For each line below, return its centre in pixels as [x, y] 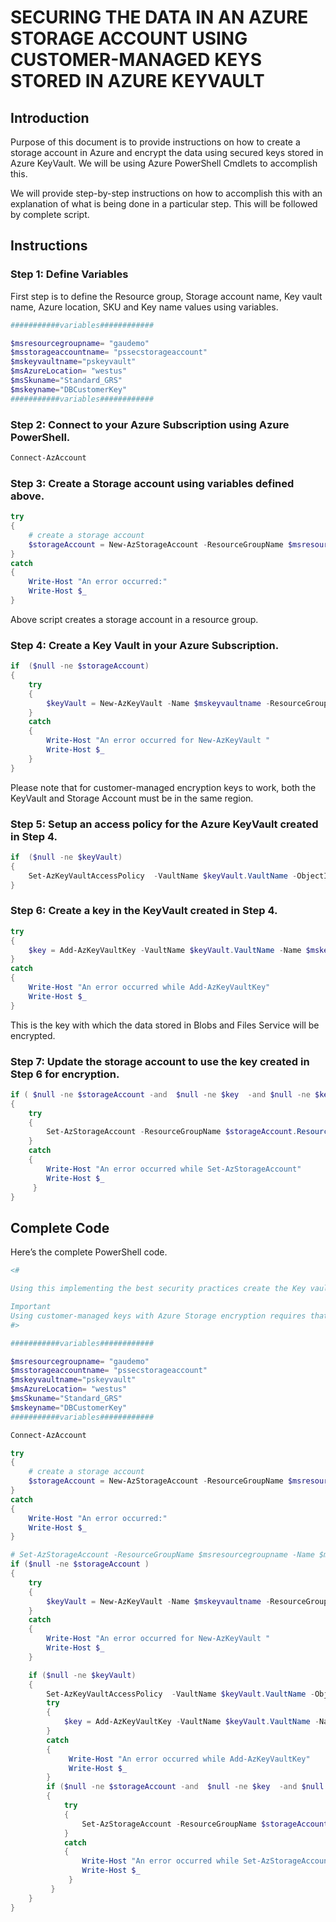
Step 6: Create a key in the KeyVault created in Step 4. [144, 911]
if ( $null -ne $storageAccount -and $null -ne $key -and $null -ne [160, 1094]
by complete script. [50, 214]
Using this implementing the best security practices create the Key [158, 1289]
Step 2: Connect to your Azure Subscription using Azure [150, 424]
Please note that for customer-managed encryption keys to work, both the [163, 787]
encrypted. [33, 1035]
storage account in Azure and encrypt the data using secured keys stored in [167, 152]
